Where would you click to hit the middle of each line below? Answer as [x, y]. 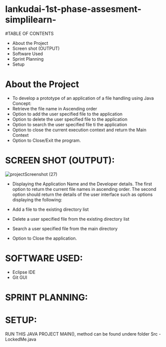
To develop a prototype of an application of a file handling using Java [83, 98]
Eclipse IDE [24, 272]
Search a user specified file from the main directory [65, 228]
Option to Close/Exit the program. [46, 140]
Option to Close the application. [45, 238]
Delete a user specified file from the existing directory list [71, 219]
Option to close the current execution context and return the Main [79, 130]
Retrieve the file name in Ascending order [55, 108]
